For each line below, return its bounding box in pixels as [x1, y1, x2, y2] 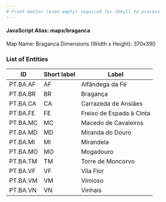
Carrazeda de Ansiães [81, 100, 143, 108]
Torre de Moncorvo [81, 158, 135, 166]
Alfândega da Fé [81, 81, 127, 89]
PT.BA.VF [9, 167, 36, 175]
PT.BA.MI [9, 138, 36, 146]
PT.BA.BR [9, 90, 36, 98]
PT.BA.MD [9, 129, 38, 137]
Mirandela [81, 138, 109, 146]
